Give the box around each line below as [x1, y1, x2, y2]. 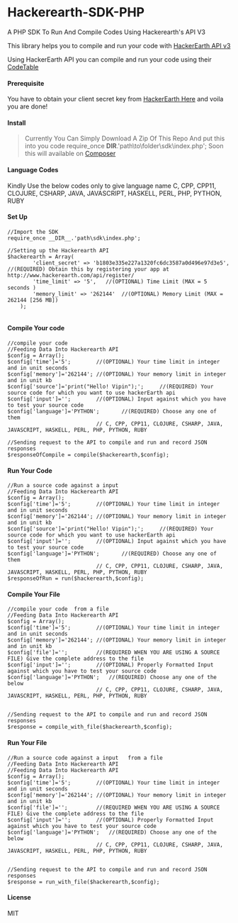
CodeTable [7, 62, 39, 71]
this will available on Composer [24, 150, 116, 158]
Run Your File [7, 738, 47, 746]
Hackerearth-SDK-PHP [7, 4, 145, 21]
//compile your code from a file [7, 605, 110, 613]
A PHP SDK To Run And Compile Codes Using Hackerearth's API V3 [7, 28, 205, 36]
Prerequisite [7, 79, 45, 87]
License [7, 893, 32, 902]
